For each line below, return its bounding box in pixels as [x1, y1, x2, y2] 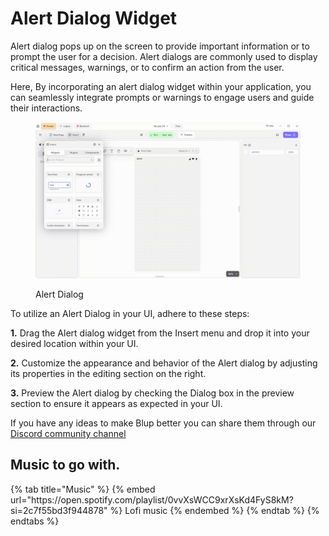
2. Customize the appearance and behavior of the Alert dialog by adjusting [10, 357, 318, 369]
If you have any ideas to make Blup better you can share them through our [10, 417, 317, 429]
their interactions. [10, 102, 83, 114]
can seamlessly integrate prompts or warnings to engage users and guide [10, 91, 315, 103]
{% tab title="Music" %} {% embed [10, 483, 156, 495]
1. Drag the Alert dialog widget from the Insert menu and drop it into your [10, 327, 310, 339]
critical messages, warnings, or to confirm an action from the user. [10, 61, 285, 73]
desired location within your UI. [10, 338, 139, 350]
